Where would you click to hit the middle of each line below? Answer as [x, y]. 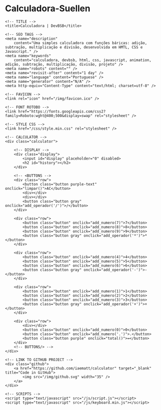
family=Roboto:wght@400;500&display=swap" [49, 115]
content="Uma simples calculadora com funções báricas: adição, [80, 43]
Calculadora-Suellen [48, 9]
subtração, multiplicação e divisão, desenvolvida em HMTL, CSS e [74, 47]
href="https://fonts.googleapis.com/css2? [62, 111]
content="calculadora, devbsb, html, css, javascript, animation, [83, 60]
